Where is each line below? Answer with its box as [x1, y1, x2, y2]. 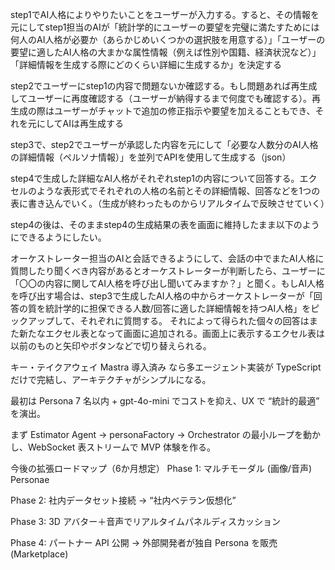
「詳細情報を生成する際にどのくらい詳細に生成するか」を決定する [10, 59, 282, 70]
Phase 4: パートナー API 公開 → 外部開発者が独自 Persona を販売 [10, 537, 278, 548]
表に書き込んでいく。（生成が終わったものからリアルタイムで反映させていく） [10, 198, 330, 209]
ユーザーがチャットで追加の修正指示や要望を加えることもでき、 [53, 105, 316, 117]
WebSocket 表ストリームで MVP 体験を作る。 [27, 441, 216, 453]
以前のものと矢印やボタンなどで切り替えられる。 [10, 340, 212, 352]
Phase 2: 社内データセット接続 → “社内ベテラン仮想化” [10, 494, 237, 506]
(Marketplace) [10, 548, 69, 560]
